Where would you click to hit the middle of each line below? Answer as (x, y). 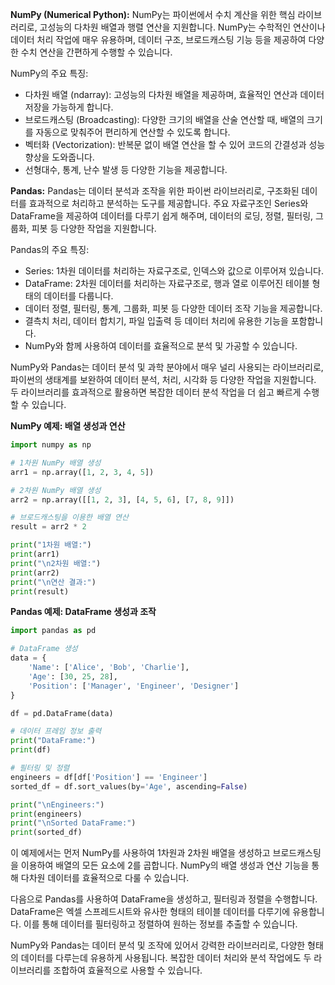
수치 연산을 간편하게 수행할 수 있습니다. (96, 52)
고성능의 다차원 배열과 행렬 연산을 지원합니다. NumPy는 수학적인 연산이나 (182, 27)
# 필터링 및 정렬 (40, 768)
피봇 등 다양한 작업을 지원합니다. (94, 228)
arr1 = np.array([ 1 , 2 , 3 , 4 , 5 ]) (82, 472)
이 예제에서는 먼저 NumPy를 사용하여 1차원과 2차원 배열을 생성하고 (140, 853)
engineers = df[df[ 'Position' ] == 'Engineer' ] (109, 777)
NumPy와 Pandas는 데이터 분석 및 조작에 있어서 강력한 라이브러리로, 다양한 (158, 945)
